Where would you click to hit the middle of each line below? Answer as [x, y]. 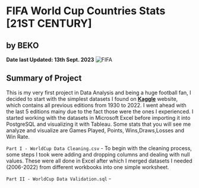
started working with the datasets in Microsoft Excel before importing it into [98, 117]
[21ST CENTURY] [49, 23]
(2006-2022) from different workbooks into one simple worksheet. [88, 167]
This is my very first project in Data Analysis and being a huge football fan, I [99, 93]
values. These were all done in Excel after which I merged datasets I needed [99, 161]
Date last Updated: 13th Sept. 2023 [50, 60]
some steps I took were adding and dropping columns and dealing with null [98, 154]
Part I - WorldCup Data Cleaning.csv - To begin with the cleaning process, [99, 148]
